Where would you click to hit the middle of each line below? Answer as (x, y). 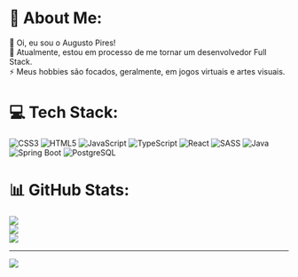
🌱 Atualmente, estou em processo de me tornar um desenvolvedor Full (138, 51)
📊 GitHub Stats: (70, 190)
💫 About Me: (56, 18)
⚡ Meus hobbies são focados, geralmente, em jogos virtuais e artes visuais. (147, 71)
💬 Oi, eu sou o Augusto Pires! (63, 43)
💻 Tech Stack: (64, 112)
